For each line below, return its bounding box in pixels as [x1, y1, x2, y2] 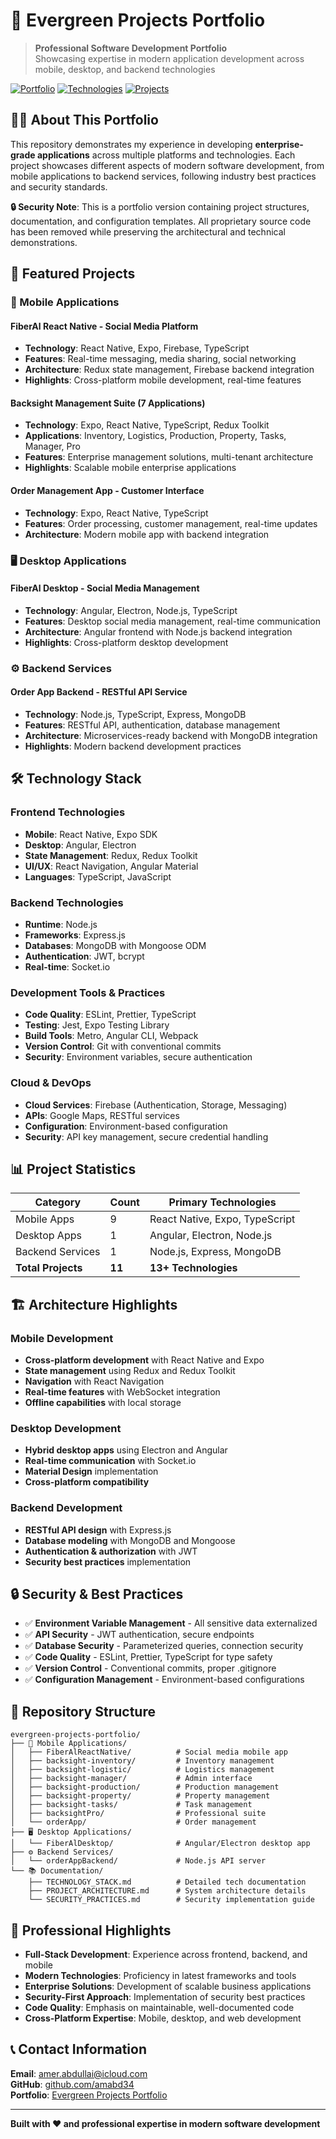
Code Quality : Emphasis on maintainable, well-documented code [24, 2002, 295, 2014]
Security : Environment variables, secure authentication [24, 1051, 253, 1063]
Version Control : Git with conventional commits [24, 1040, 222, 1053]
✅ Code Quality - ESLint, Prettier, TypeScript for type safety [24, 1651, 273, 1663]
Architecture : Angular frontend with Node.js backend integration [24, 625, 293, 638]
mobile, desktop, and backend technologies [34, 63, 216, 75]
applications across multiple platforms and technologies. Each [36, 149, 296, 161]
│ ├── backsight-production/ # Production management [10, 1782, 280, 1793]
